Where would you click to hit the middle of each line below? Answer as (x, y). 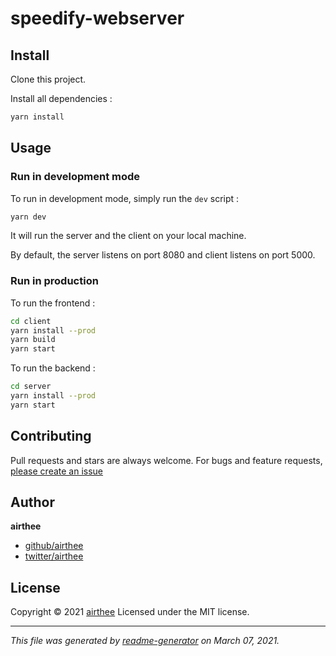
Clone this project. (48, 79)
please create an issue (57, 471)
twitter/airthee (54, 556)
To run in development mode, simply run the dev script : (125, 198)
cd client (31, 321)
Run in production (54, 281)
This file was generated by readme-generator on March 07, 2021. (145, 641)
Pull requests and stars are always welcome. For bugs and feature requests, (166, 460)
